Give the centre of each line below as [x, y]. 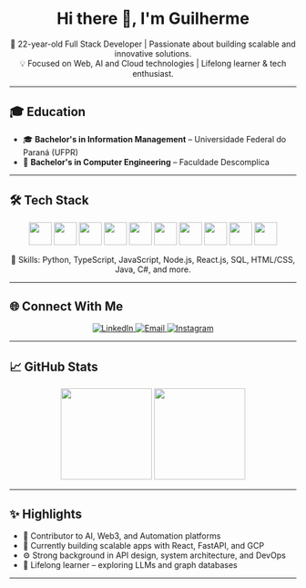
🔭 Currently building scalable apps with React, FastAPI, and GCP [143, 546]
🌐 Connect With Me [66, 306]
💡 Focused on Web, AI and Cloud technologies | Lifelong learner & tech [153, 63]
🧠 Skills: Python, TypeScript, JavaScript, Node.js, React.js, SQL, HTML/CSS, [153, 259]
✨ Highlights [46, 514]
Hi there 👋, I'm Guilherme [153, 19]
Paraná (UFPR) [51, 152]
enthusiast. [153, 73]
